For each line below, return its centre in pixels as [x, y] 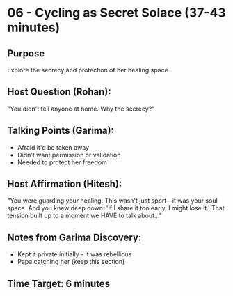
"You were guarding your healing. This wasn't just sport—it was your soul [112, 201]
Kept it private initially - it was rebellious [74, 254]
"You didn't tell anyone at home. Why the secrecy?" [81, 109]
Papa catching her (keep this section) [71, 262]
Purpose [26, 53]
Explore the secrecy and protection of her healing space [88, 70]
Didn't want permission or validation [69, 155]
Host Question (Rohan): [59, 92]
